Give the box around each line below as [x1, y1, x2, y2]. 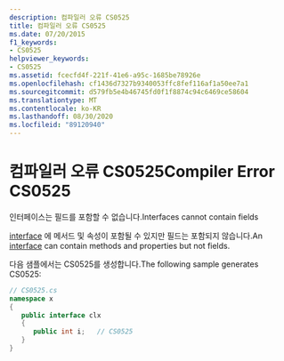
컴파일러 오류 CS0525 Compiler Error [9, 162, 276, 182]
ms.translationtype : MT [9, 95, 98, 105]
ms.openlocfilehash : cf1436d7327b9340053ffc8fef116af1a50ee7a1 [9, 79, 249, 88]
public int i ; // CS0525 [32, 327, 134, 336]
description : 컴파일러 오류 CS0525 [9, 12, 130, 22]
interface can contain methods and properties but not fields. [9, 240, 231, 251]
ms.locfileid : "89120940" [9, 121, 105, 130]
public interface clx [20, 310, 101, 320]
